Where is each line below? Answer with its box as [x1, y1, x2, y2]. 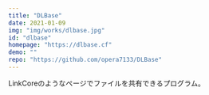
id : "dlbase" [8, 33, 52, 42]
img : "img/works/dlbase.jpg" [8, 26, 105, 34]
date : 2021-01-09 [8, 19, 66, 27]
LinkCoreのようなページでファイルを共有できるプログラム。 [8, 78, 206, 88]
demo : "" [8, 48, 37, 56]
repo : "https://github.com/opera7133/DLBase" [8, 56, 162, 64]
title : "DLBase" [8, 11, 62, 20]
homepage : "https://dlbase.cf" [8, 41, 112, 49]
